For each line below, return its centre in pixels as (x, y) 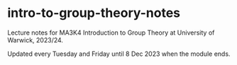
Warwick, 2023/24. (35, 40)
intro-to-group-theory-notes (94, 13)
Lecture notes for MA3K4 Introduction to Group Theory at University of (111, 32)
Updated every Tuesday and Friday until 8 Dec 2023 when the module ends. (119, 54)
